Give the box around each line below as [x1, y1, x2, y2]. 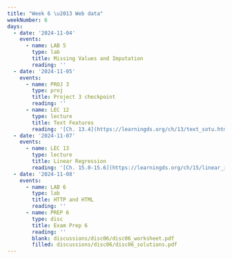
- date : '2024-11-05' [13, 68, 76, 75]
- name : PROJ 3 [25, 81, 70, 88]
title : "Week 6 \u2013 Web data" [7, 10, 104, 17]
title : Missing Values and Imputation [32, 55, 144, 62]
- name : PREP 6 [25, 209, 70, 216]
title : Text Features [32, 119, 95, 126]
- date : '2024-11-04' [13, 29, 76, 37]
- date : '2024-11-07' [13, 132, 76, 139]
